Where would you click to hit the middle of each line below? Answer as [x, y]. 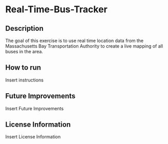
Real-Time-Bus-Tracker [56, 9]
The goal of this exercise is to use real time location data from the [75, 40]
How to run [23, 68]
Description [24, 28]
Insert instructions [24, 80]
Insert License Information [33, 137]
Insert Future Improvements [35, 108]
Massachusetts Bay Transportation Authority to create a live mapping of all [84, 46]
